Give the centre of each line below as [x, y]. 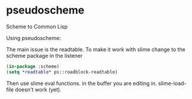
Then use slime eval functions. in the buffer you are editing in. [81, 83]
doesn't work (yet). [38, 90]
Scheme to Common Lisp [37, 27]
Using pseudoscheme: [33, 38]
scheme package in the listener [44, 55]
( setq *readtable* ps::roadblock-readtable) [62, 72]
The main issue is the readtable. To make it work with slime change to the [96, 49]
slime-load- [172, 83]
